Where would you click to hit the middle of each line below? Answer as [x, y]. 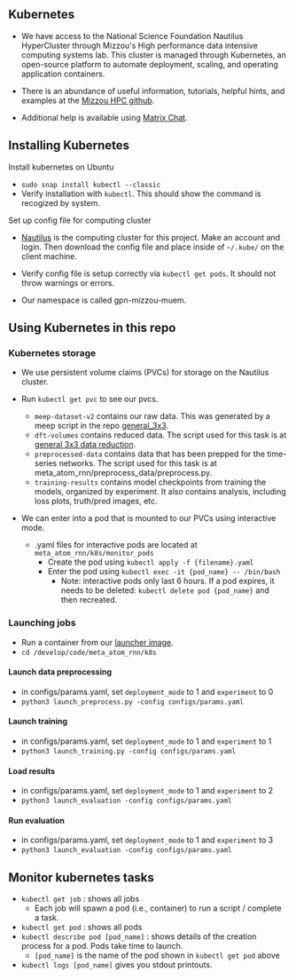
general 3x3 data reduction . [85, 445]
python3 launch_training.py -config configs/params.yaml [129, 752]
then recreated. [89, 600]
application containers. [63, 74]
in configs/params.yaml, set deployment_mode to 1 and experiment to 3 [147, 840]
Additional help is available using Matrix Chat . [104, 117]
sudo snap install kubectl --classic [91, 185]
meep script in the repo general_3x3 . [101, 426]
